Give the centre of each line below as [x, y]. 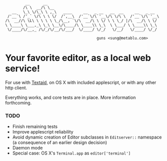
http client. [16, 87]
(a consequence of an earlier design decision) [60, 142]
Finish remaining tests [35, 126]
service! [23, 69]
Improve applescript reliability [43, 132]
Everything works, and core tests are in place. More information [71, 97]
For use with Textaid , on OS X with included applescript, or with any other [81, 82]
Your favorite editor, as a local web [78, 58]
